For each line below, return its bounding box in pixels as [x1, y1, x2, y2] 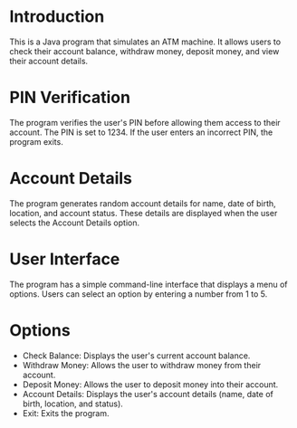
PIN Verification [9, 88, 131, 108]
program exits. [9, 136, 63, 147]
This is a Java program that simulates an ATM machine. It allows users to [9, 36, 282, 47]
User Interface [9, 249, 120, 269]
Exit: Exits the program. [22, 407, 110, 418]
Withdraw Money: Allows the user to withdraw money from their [22, 359, 262, 370]
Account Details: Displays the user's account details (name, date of [22, 388, 273, 399]
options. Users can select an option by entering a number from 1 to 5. [9, 288, 268, 300]
